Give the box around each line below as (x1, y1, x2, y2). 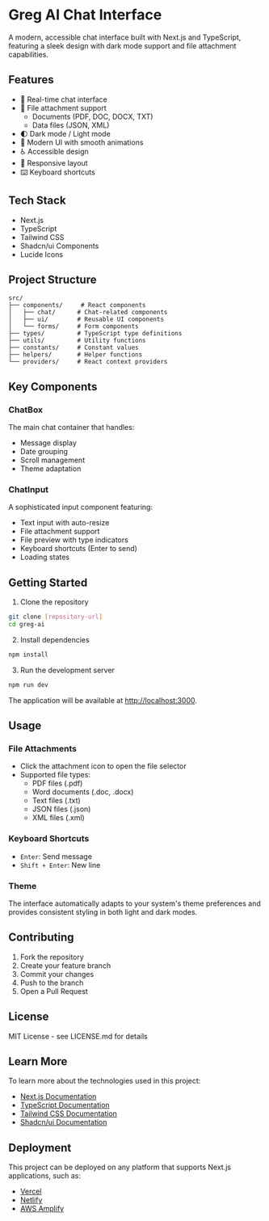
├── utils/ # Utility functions (8, 337, 147, 345)
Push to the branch (19, 978, 84, 987)
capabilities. (8, 49, 48, 59)
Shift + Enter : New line (19, 860, 101, 869)
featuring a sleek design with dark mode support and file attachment (8, 40, 237, 50)
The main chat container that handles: (8, 423, 135, 432)
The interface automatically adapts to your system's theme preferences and (8, 899, 261, 908)
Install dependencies (19, 634, 90, 644)
